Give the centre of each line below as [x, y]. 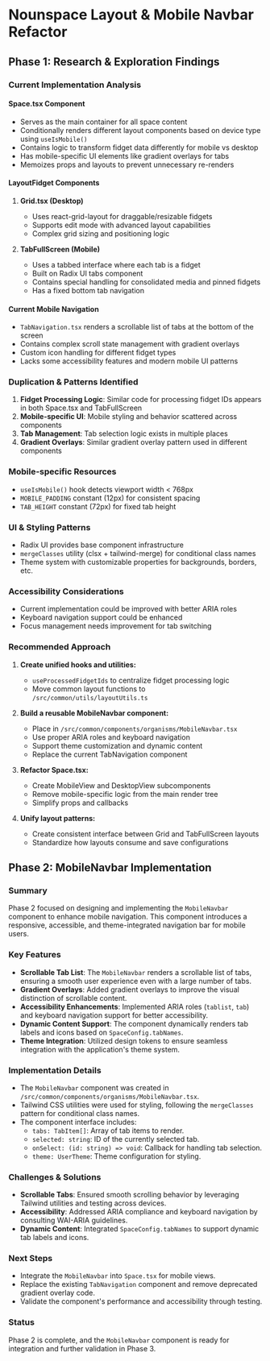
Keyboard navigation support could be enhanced [101, 617]
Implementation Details [55, 1070]
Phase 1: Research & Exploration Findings [114, 62]
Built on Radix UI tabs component [87, 273]
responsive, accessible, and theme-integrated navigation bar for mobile [127, 925]
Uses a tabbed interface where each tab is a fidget [116, 264]
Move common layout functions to [89, 689]
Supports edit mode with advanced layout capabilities [121, 225]
